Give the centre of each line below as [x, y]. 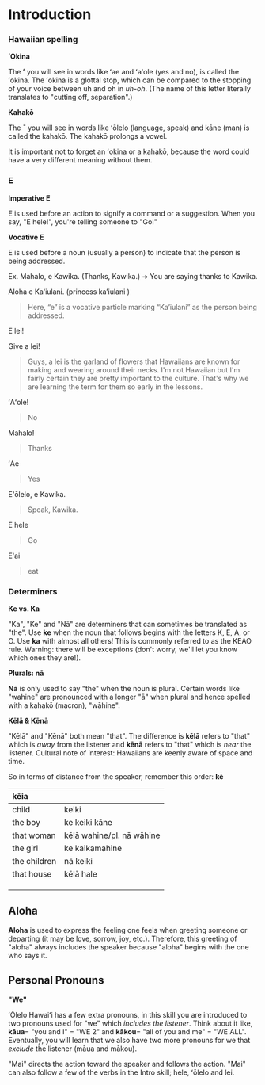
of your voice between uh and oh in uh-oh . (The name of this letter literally [130, 89]
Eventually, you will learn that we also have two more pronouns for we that [129, 1040]
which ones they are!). [45, 658]
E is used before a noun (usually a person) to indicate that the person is [125, 252]
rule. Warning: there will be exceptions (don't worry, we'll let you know [123, 649]
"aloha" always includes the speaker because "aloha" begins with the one [129, 947]
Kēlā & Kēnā [28, 721]
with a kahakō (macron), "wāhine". [64, 705]
